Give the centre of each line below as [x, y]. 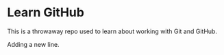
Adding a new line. [33, 44]
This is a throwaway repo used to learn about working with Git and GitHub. [112, 31]
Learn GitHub [46, 13]
